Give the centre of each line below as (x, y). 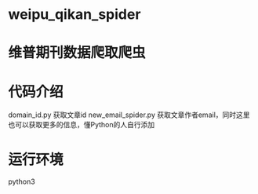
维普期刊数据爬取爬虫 (77, 53)
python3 (22, 181)
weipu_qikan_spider (74, 15)
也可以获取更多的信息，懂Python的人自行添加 (82, 125)
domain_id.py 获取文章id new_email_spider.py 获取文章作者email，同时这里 (129, 115)
